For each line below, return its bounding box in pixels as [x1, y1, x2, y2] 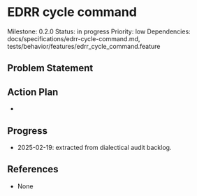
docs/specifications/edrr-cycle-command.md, [7, 34, 140, 43]
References [7, 163, 59, 175]
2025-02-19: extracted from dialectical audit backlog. [17, 143, 172, 151]
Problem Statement [7, 62, 94, 74]
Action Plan [7, 86, 59, 98]
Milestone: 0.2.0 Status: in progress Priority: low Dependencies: [7, 27, 191, 36]
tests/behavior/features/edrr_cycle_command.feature [7, 42, 161, 50]
